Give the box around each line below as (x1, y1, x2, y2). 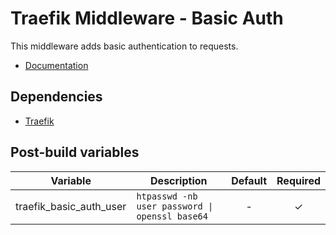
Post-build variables (10, 144, 140, 161)
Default (231, 173, 268, 187)
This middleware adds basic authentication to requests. (10, 40, 239, 52)
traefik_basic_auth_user (15, 199, 127, 213)
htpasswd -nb (136, 190, 198, 202)
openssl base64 (136, 210, 208, 222)
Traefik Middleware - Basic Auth (10, 7, 284, 30)
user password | (136, 200, 214, 212)
